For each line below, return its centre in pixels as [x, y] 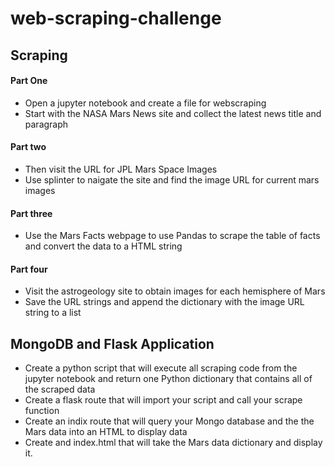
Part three [31, 213]
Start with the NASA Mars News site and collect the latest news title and [173, 113]
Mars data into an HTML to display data [106, 432]
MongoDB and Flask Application [112, 343]
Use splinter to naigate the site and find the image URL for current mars [172, 179]
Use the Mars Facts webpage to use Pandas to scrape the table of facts [172, 236]
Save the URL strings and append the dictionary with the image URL [164, 302]
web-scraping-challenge [116, 18]
